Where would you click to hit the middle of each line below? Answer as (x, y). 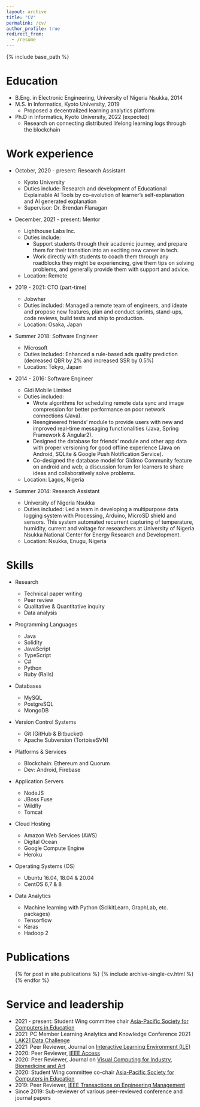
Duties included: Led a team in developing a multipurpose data (101, 509)
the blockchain (42, 129)
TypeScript (37, 655)
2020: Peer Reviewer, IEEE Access (57, 1053)
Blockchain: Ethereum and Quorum (67, 763)
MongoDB (36, 710)
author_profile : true (33, 29)
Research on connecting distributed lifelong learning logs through (105, 123)
